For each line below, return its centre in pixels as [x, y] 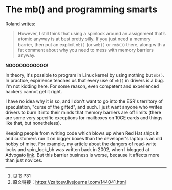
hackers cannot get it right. [34, 91]
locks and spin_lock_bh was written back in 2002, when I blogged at [78, 149]
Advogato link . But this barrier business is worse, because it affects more [82, 155]
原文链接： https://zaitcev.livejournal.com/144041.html [69, 182]
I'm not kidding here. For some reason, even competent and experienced [82, 86]
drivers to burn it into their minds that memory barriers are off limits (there [83, 112]
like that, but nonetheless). [33, 123]
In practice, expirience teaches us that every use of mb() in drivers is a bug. [85, 80]
